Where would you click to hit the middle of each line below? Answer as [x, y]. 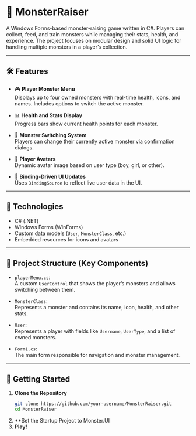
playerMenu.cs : [32, 277]
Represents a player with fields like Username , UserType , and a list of [95, 331]
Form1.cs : [26, 349]
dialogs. [24, 147]
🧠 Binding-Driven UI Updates [50, 176]
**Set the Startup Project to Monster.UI [62, 420]
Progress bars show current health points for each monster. [86, 124]
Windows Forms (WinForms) [49, 227]
